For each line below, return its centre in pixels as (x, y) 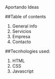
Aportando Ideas (22, 7)
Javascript (23, 71)
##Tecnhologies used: (28, 51)
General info (25, 26)
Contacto (22, 42)
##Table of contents (26, 16)
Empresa (21, 37)
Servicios (22, 31)
